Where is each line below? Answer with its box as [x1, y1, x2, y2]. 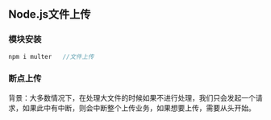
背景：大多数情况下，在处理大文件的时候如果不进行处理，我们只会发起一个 [8, 93, 256, 102]
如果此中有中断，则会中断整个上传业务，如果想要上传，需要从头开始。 [22, 103, 256, 113]
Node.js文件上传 [8, 7, 91, 22]
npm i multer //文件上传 [8, 52, 94, 60]
